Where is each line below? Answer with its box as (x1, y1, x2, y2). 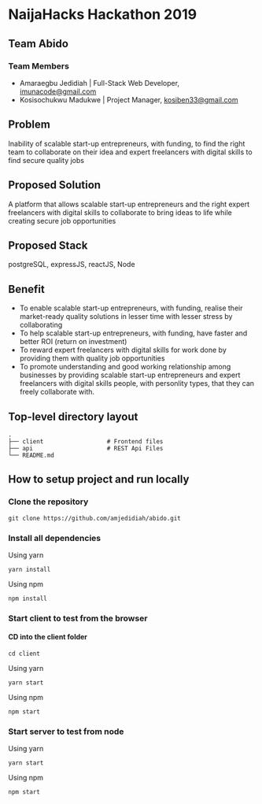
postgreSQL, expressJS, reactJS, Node (8, 260, 135, 269)
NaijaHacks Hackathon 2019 (8, 6, 197, 24)
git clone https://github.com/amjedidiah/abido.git (8, 514, 181, 522)
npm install (8, 595, 47, 602)
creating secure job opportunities (8, 216, 116, 225)
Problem (8, 118, 51, 132)
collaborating (19, 320, 63, 330)
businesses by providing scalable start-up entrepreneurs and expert (19, 370, 241, 380)
